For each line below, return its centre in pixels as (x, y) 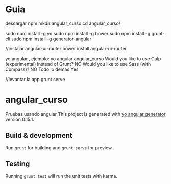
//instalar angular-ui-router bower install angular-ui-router (66, 48)
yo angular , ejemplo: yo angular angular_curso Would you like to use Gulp (83, 58)
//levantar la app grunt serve (35, 79)
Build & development (39, 135)
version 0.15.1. (20, 119)
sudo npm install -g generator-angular (51, 39)
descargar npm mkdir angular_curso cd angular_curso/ (63, 23)
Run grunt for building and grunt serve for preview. (59, 148)
